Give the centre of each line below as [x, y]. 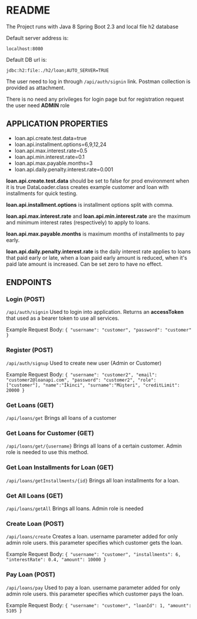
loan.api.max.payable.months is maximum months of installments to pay [95, 234]
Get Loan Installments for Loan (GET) [60, 468]
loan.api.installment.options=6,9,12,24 [61, 144]
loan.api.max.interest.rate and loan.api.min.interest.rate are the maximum [98, 216]
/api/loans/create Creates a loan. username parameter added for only [92, 537]
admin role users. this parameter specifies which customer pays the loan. [95, 594]
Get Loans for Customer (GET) [50, 433]
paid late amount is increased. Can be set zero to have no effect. [84, 264]
